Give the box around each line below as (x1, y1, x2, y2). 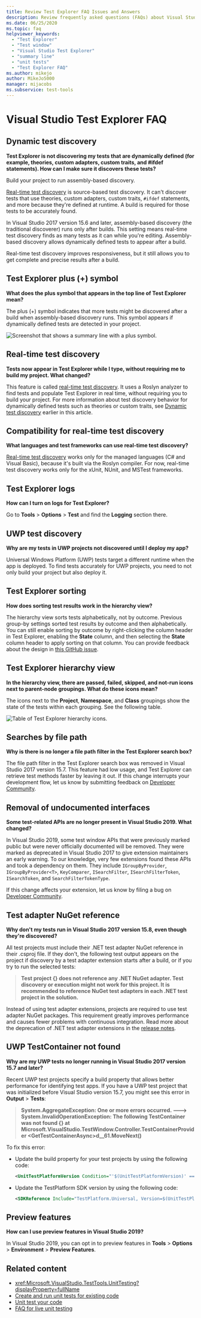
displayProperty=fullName (14, 1286, 80, 1293)
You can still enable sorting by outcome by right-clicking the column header (6, 626, 193, 633)
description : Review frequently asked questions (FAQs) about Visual (6, 14, 184, 20)
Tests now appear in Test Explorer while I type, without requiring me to (6, 365, 185, 372)
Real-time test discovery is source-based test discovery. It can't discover (6, 188, 187, 195)
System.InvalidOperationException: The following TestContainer (20, 1113, 185, 1120)
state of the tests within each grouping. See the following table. (6, 703, 163, 711)
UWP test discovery (6, 528, 82, 538)
